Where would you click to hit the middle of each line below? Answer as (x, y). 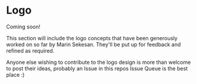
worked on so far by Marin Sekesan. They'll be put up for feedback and (94, 44)
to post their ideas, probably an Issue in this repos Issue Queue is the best (97, 68)
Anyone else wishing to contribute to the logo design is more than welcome (98, 62)
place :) (15, 75)
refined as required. (30, 50)
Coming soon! (23, 27)
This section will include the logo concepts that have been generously (92, 38)
